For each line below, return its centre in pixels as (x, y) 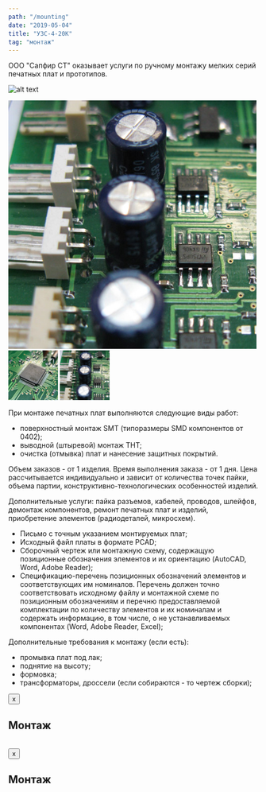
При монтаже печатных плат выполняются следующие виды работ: (123, 413)
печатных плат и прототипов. (58, 74)
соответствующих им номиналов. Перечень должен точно (120, 584)
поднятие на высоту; (55, 666)
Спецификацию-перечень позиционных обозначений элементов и (133, 576)
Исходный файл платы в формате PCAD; (88, 542)
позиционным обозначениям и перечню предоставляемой (120, 601)
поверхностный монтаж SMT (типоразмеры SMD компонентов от (131, 429)
